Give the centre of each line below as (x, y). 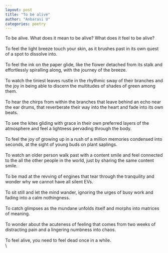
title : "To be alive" (28, 15)
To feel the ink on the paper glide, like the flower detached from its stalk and (84, 65)
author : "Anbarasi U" (28, 19)
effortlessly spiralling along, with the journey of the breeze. (66, 70)
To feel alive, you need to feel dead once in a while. (58, 240)
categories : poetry (26, 24)
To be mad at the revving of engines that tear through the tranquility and (80, 176)
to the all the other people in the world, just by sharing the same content (80, 160)
